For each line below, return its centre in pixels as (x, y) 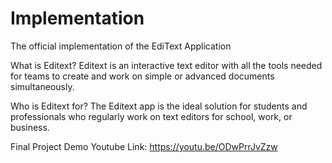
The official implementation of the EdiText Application (121, 46)
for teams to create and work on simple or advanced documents (142, 76)
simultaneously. (42, 86)
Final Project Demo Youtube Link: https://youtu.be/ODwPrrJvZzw (144, 146)
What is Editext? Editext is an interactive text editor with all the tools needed (166, 65)
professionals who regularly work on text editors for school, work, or (151, 116)
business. (30, 127)
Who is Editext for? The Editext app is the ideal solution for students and (159, 106)
